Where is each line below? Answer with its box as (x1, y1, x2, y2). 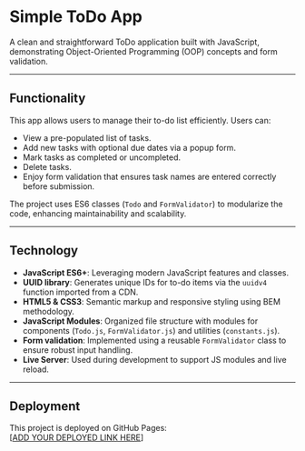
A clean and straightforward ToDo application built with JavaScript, (9, 36, 261, 47)
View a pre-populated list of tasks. (22, 132, 152, 143)
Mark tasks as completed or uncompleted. (22, 152, 182, 163)
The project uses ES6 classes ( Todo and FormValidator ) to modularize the (9, 198, 283, 209)
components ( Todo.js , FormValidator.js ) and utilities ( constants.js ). (22, 325, 280, 336)
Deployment (9, 398, 81, 414)
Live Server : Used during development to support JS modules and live (22, 354, 288, 365)
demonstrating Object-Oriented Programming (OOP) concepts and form (9, 45, 279, 56)
